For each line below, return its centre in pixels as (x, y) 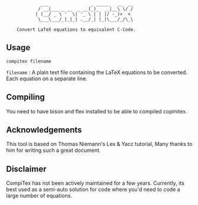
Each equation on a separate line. (47, 79)
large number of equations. (39, 196)
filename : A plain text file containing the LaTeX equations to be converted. (97, 72)
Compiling (26, 97)
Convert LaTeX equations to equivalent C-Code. (76, 30)
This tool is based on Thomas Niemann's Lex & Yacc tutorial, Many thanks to (99, 144)
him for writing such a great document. (53, 150)
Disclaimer (26, 169)
